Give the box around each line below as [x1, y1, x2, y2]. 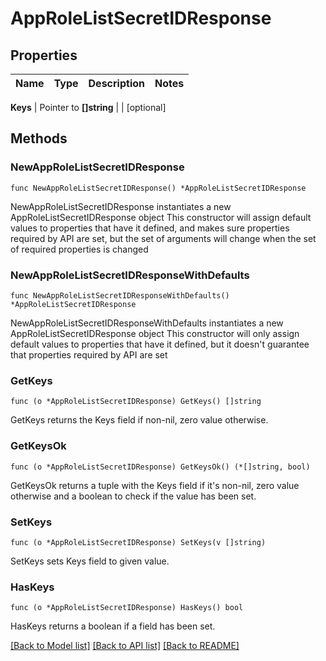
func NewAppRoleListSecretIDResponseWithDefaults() [10, 290, 230, 301]
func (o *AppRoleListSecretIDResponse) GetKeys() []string [10, 397, 262, 407]
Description [88, 77, 145, 90]
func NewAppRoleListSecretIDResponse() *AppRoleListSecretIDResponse [10, 183, 307, 193]
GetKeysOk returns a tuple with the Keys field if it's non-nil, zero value [10, 479, 300, 491]
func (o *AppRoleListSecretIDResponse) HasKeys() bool [10, 603, 244, 613]
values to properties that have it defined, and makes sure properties [10, 222, 290, 234]
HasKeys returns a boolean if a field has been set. [10, 620, 216, 632]
